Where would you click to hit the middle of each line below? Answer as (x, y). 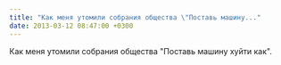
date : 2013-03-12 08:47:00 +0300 (71, 26)
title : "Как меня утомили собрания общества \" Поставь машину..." (135, 17)
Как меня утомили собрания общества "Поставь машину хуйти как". (140, 51)
